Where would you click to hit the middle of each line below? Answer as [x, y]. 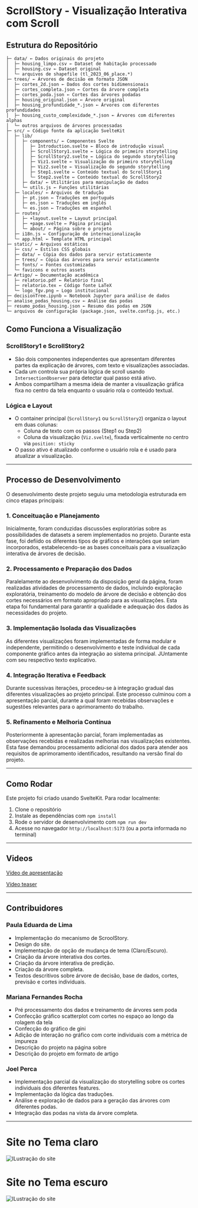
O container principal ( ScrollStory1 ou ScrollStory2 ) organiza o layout [100, 418]
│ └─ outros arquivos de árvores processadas [64, 126]
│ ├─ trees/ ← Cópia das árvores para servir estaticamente [83, 260]
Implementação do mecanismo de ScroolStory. [71, 938]
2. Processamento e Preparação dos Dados [69, 569]
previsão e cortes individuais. [50, 982]
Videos [19, 859]
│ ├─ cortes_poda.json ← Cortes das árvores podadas [74, 95]
